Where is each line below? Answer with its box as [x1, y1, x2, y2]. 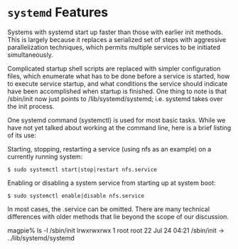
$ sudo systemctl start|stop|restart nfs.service [7, 166, 158, 173]
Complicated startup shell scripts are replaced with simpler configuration [7, 64, 221, 73]
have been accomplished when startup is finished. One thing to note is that [7, 87, 227, 95]
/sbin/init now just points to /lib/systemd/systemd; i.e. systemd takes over [7, 94, 223, 103]
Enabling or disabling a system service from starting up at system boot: [7, 179, 216, 187]
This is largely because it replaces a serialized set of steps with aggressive [7, 35, 227, 43]
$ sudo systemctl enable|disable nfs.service [7, 192, 144, 199]
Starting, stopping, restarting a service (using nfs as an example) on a [7, 144, 212, 153]
